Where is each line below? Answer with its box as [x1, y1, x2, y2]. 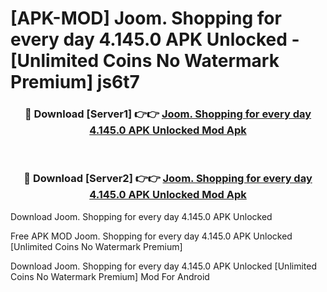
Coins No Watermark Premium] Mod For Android [10, 270, 210, 282]
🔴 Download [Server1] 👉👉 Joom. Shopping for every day [24, 107, 312, 121]
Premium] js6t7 [10, 71, 140, 94]
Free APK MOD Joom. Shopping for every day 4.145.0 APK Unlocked [10, 230, 293, 242]
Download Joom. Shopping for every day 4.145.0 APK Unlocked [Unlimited [10, 260, 317, 272]
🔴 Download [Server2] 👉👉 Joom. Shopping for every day [23, 172, 313, 186]
